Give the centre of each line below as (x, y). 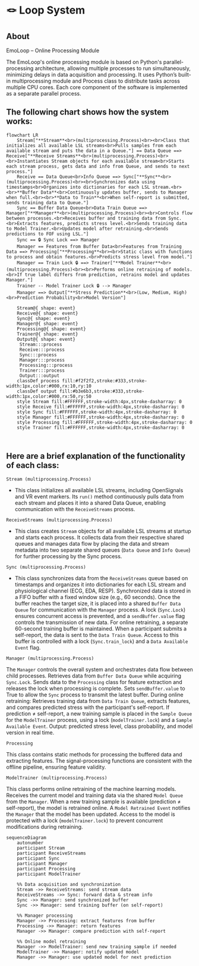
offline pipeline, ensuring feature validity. (56, 767)
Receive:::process (42, 350)
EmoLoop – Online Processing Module (53, 50)
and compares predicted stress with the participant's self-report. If (88, 707)
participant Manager (42, 863)
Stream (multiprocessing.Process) (49, 479)
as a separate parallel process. (44, 94)
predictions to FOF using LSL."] (48, 234)
